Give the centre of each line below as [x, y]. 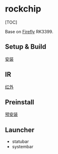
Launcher [20, 130]
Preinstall [20, 102]
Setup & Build [26, 47]
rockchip [23, 9]
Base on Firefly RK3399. [29, 31]
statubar [20, 141]
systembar [23, 147]
